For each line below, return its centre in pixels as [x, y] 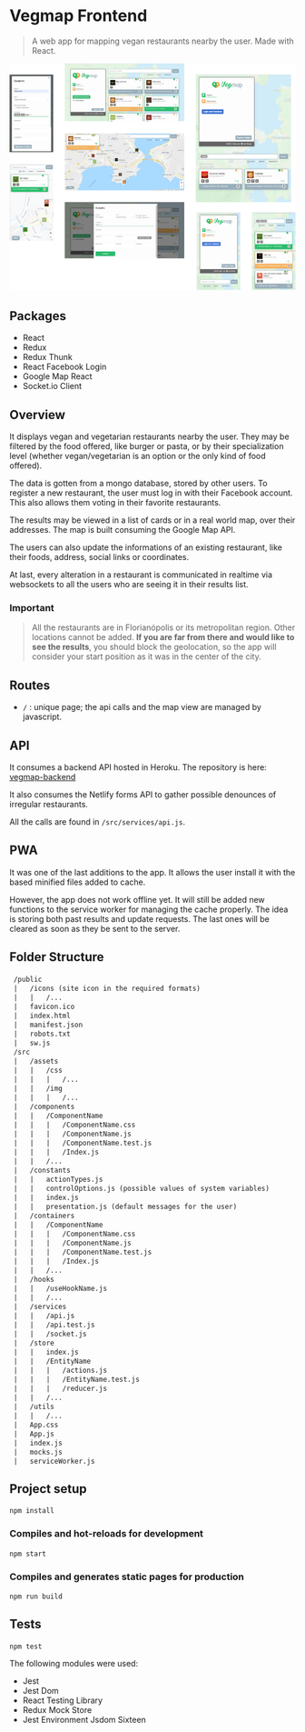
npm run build [36, 1597]
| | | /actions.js [60, 1370]
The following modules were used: [74, 1663]
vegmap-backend [43, 777]
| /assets [36, 1061]
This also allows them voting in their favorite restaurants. [115, 503]
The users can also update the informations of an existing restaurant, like [146, 547]
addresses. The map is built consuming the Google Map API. [123, 530]
